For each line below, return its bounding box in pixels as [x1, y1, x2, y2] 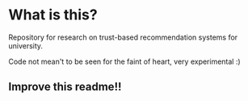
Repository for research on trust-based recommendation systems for [8, 32, 238, 42]
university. [8, 40, 43, 50]
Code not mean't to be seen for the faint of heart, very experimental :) [8, 57, 241, 66]
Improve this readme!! [8, 80, 122, 94]
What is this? [8, 6, 99, 24]
